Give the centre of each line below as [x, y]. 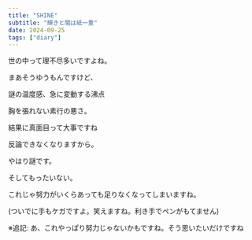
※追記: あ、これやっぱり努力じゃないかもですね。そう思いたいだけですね [126, 228]
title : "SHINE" [33, 15]
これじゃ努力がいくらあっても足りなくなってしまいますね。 [104, 194]
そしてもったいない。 [43, 178]
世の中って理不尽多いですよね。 [60, 61]
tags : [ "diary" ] [35, 37]
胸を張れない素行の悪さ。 [50, 111]
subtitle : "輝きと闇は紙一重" [53, 23]
